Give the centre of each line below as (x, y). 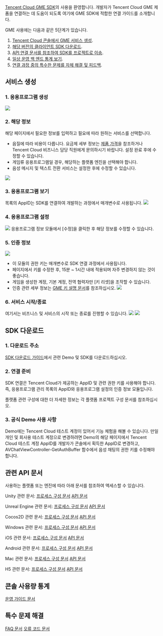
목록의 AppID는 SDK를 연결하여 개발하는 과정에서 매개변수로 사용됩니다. (74, 203)
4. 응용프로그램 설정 (27, 217)
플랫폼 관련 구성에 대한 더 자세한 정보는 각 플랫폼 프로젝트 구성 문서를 (71, 400)
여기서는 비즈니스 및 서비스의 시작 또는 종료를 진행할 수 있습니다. (67, 314)
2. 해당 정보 (18, 121)
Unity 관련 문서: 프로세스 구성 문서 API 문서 (47, 496)
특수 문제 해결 (24, 616)
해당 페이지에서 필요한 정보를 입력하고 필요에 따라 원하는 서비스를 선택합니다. (78, 133)
